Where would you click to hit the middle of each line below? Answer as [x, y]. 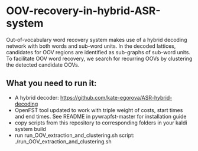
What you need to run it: [51, 83]
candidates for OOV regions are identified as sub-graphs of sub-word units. [98, 52]
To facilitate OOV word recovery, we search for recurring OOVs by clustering [99, 58]
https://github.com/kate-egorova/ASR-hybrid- [116, 97]
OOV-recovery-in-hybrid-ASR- [83, 11]
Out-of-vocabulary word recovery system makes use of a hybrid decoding [97, 40]
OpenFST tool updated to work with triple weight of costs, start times [99, 110]
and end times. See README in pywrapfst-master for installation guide [100, 116]
